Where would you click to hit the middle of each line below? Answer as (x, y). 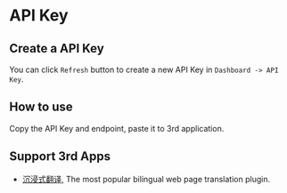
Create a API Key (57, 48)
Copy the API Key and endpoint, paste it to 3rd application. (117, 128)
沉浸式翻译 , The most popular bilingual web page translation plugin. (146, 179)
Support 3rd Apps (60, 157)
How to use (41, 107)
